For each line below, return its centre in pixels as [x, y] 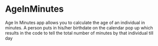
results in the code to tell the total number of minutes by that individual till [79, 33]
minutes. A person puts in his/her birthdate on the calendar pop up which [79, 27]
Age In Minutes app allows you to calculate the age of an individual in [75, 23]
